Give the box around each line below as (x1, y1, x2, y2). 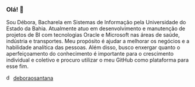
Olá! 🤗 (6, 5, 24, 14)
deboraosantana (12, 75, 54, 82)
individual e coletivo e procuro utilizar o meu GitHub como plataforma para (6, 56, 189, 64)
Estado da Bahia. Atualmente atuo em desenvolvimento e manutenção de (6, 25, 185, 32)
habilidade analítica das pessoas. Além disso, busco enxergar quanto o (6, 44, 180, 51)
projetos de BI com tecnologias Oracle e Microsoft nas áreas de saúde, (6, 31, 180, 38)
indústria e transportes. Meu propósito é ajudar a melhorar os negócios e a (6, 38, 190, 45)
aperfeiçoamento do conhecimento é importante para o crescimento (6, 50, 174, 57)
